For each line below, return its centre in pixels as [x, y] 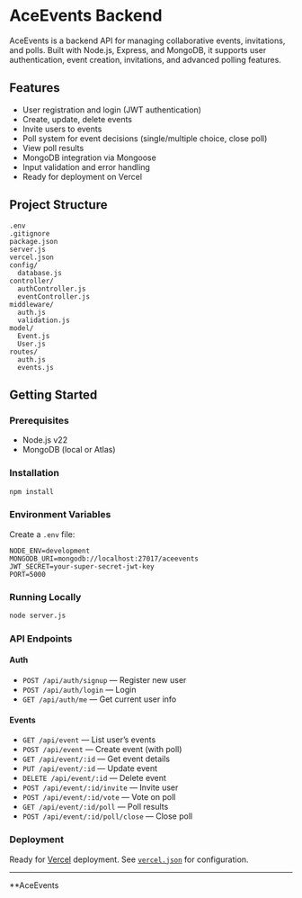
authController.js [52, 289]
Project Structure [58, 205]
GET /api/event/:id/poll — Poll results [95, 807]
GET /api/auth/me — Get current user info [99, 699]
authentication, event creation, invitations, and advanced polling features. [145, 59]
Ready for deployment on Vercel [82, 176]
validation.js [44, 320]
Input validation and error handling [86, 166]
